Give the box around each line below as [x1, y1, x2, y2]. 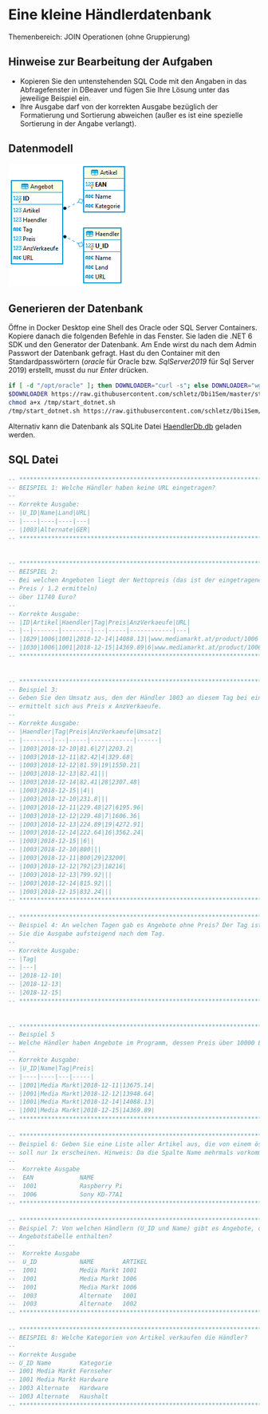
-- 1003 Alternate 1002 [8, 1300, 137, 1308]
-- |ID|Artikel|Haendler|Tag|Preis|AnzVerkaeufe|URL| [8, 618, 191, 626]
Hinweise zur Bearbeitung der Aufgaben [8, 55, 213, 69]
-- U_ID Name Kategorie [8, 1359, 112, 1367]
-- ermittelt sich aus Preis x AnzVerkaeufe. [8, 702, 162, 711]
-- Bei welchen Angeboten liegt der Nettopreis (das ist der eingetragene [8, 576, 262, 584]
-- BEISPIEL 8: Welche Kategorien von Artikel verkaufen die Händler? [8, 1333, 248, 1341]
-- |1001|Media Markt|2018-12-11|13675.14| [8, 1081, 156, 1089]
